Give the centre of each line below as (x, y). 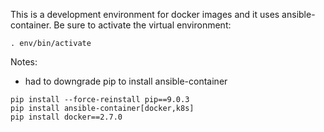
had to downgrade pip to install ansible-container (126, 81)
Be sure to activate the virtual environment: (142, 25)
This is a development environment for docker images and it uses (145, 14)
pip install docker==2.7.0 (66, 117)
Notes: (24, 62)
